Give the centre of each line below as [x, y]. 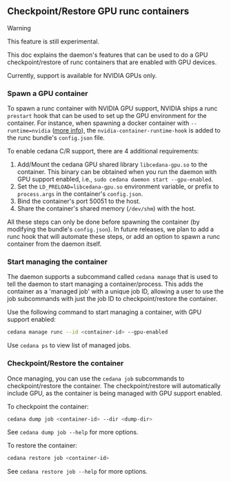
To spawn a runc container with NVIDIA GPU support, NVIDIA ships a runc [112, 108]
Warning [19, 28]
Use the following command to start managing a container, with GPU [104, 312]
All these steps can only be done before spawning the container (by [103, 222]
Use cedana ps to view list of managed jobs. [69, 345]
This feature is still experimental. [53, 41]
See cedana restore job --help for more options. [78, 472]
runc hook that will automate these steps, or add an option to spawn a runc [114, 237]
